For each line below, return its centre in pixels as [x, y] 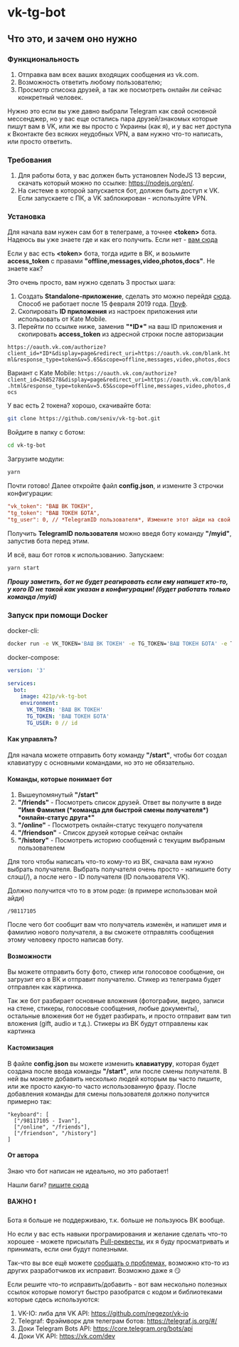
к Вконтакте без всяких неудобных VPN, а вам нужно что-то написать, [115, 133]
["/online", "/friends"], [52, 1127]
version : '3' [27, 670]
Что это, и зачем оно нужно [72, 39]
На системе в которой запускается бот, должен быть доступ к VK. [118, 190]
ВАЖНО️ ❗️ [22, 1201]
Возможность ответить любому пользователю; [90, 82]
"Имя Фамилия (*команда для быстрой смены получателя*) [113, 810]
